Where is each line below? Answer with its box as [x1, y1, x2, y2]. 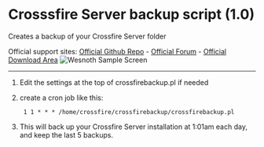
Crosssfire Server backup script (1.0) [8, 6, 255, 24]
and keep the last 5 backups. [19, 130, 114, 139]
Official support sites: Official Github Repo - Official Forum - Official [8, 46, 226, 56]
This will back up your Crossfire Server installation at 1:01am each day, [19, 122, 247, 131]
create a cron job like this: [19, 93, 104, 102]
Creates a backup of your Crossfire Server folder [8, 31, 167, 41]
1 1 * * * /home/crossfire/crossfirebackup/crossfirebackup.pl [23, 108, 235, 116]
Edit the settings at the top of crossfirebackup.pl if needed [19, 77, 209, 87]
